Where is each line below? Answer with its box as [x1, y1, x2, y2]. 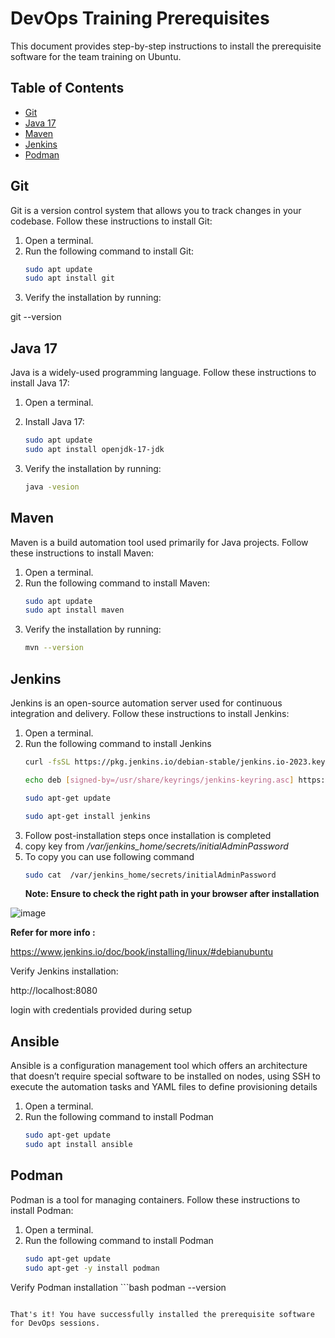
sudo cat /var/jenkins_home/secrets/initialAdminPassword [24, 870, 277, 880]
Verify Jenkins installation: [10, 965, 119, 977]
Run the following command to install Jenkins [24, 738, 212, 749]
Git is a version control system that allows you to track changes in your [10, 204, 302, 216]
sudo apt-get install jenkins [24, 811, 152, 821]
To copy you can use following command [24, 850, 195, 862]
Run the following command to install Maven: [24, 577, 210, 589]
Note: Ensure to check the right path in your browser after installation [24, 888, 320, 900]
